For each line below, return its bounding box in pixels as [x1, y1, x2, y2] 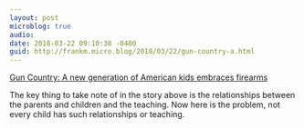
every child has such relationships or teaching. [9, 109, 185, 120]
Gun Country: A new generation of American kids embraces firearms [9, 72, 268, 83]
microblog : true [9, 22, 71, 31]
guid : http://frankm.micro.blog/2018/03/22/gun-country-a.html [9, 47, 256, 56]
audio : [9, 30, 35, 39]
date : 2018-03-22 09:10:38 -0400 [9, 38, 137, 48]
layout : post [9, 13, 59, 23]
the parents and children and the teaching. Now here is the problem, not [9, 99, 281, 110]
